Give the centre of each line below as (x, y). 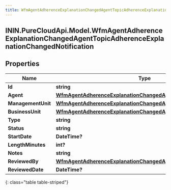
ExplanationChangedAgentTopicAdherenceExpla (85, 39)
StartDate (20, 137)
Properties (22, 64)
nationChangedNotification (50, 47)
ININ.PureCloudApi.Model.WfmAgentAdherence (84, 31)
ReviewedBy (23, 161)
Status (16, 128)
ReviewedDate (26, 170)
